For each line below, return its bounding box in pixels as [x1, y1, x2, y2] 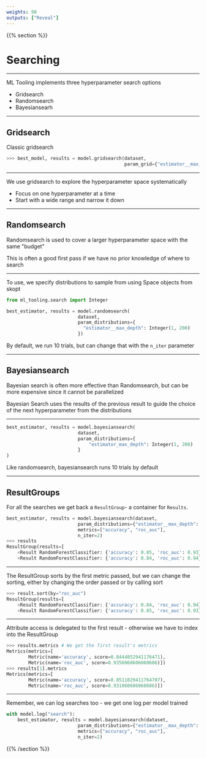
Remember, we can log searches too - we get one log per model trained [6, 699, 188, 707]
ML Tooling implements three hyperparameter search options [6, 79, 161, 86]
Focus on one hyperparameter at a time [15, 190, 115, 197]
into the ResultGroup [6, 631, 58, 638]
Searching [6, 53, 60, 67]
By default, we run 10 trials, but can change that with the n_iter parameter [6, 342, 194, 349]
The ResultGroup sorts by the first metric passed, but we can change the [6, 572, 191, 579]
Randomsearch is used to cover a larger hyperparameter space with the [6, 236, 188, 243]
